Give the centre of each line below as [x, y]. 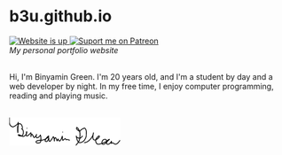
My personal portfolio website [64, 50]
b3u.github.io [61, 16]
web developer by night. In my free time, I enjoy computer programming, [141, 86]
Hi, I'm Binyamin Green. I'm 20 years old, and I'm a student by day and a [141, 76]
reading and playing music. [59, 96]
